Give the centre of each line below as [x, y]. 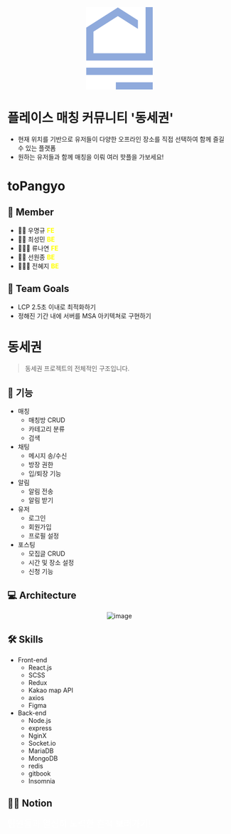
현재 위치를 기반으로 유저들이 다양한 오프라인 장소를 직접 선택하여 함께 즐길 [121, 139]
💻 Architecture [42, 595]
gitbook [39, 773]
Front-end [32, 660]
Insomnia [42, 781]
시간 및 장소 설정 [51, 563]
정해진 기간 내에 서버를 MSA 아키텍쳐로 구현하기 [84, 316]
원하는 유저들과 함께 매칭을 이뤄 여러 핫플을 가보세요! [91, 157]
